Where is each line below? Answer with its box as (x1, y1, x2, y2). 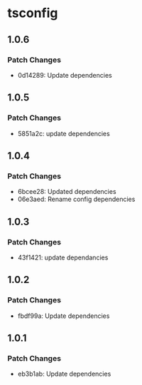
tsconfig (7, 5, 58, 21)
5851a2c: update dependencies (17, 129, 110, 138)
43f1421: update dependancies (17, 253, 109, 262)
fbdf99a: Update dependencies (17, 312, 110, 320)
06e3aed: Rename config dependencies (17, 195, 136, 204)
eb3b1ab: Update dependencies (17, 369, 111, 379)
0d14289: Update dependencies (17, 71, 112, 79)
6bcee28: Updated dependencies (17, 188, 116, 196)
